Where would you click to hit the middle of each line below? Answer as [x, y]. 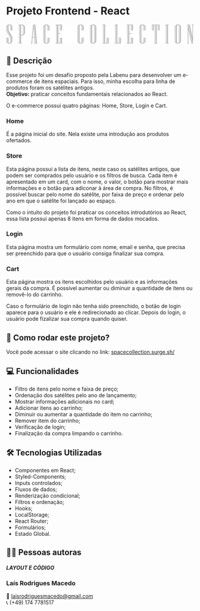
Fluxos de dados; [36, 489]
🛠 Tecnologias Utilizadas [54, 453]
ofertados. [19, 140]
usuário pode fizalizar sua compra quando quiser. [67, 319]
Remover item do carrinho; [47, 420]
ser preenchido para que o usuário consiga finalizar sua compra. [85, 253]
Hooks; [24, 508]
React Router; [32, 521]
